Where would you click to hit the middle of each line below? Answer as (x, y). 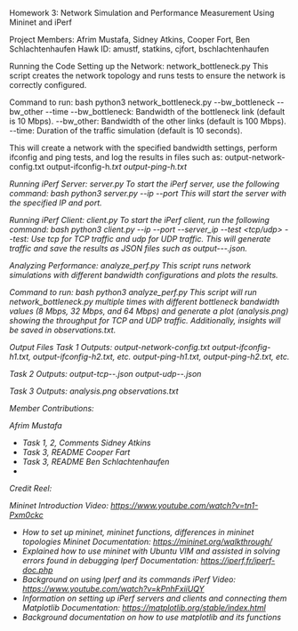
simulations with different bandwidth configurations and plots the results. (144, 275)
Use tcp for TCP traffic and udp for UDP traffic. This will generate (151, 239)
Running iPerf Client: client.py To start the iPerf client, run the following (139, 220)
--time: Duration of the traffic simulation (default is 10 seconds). (126, 131)
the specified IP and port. (56, 203)
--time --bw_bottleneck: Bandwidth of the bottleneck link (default (165, 112)
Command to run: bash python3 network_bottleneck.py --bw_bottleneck (142, 102)
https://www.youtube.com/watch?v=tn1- (185, 505)
